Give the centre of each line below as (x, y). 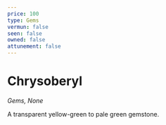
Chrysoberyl (45, 81)
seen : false (25, 33)
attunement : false (34, 46)
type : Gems (23, 20)
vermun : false (28, 27)
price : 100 (23, 14)
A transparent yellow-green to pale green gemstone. (83, 114)
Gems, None (25, 100)
